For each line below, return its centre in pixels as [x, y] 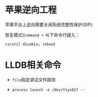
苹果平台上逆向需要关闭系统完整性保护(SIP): [49, 24]
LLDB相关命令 [33, 65]
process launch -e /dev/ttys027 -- [49, 90]
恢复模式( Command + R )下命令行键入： [42, 35]
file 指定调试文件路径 [34, 79]
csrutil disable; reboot [30, 44]
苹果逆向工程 [31, 10]
